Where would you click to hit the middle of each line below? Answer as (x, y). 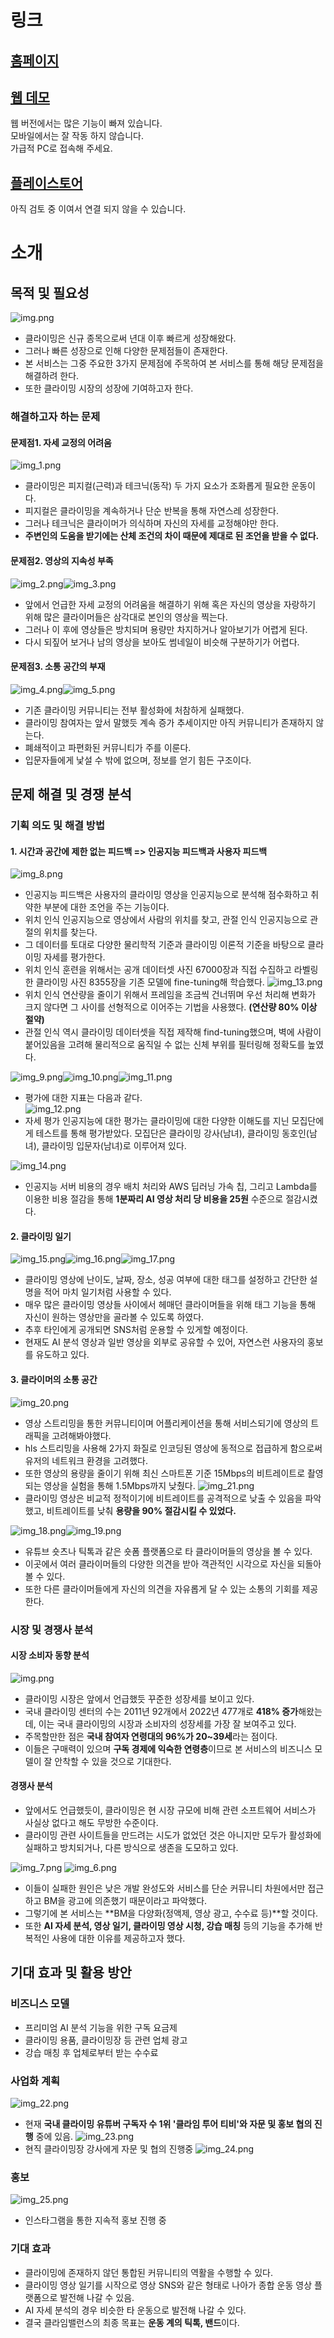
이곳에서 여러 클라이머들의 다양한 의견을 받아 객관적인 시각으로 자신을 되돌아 (173, 1563)
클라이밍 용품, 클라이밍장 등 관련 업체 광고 (106, 2040)
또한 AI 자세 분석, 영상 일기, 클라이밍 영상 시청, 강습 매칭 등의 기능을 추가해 (168, 1925)
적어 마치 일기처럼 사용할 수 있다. (107, 1292)
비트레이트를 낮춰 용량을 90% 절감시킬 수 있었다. (141, 1510)
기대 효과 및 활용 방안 (71, 1972)
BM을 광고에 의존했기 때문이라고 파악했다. (125, 1900)
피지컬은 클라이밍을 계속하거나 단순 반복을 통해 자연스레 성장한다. (151, 511)
